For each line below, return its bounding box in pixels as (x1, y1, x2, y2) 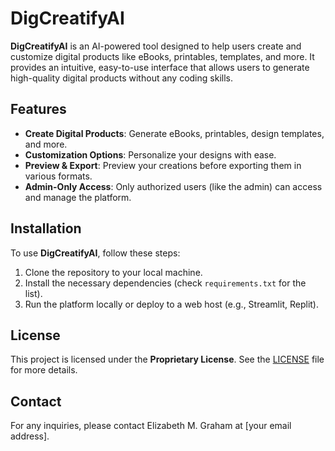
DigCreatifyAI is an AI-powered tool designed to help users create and (10, 40, 302, 52)
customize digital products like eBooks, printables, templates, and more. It (10, 50, 315, 62)
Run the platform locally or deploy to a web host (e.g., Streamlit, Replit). (24, 298, 319, 310)
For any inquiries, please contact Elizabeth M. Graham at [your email (10, 420, 292, 432)
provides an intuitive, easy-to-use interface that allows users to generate (10, 61, 310, 73)
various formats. (24, 170, 93, 182)
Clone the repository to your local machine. (24, 266, 203, 278)
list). (24, 287, 43, 299)
